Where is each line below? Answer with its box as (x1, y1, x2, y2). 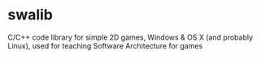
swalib (7, 6, 54, 24)
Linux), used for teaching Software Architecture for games (7, 40, 203, 50)
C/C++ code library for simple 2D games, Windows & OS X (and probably (7, 32, 254, 42)
